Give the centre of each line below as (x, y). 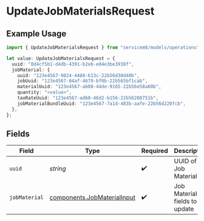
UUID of (185, 161)
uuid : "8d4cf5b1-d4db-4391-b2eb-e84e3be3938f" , (73, 64)
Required (155, 151)
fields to (185, 202)
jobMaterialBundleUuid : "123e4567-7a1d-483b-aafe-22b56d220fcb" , (102, 104)
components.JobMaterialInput (92, 197)
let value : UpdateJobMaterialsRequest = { (61, 58)
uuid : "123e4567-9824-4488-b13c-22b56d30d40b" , (78, 75)
